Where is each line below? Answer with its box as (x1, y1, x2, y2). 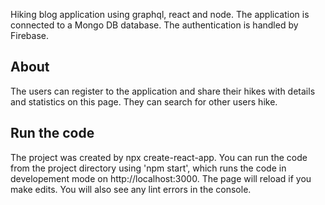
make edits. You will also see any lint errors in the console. (10, 183, 252, 195)
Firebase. (10, 30, 50, 41)
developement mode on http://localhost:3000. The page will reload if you (10, 172, 312, 184)
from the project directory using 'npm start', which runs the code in (10, 162, 287, 174)
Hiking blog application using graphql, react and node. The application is (10, 9, 310, 20)
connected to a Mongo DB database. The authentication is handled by (10, 19, 299, 31)
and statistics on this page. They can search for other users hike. (10, 95, 278, 108)
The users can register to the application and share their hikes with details (10, 85, 316, 97)
